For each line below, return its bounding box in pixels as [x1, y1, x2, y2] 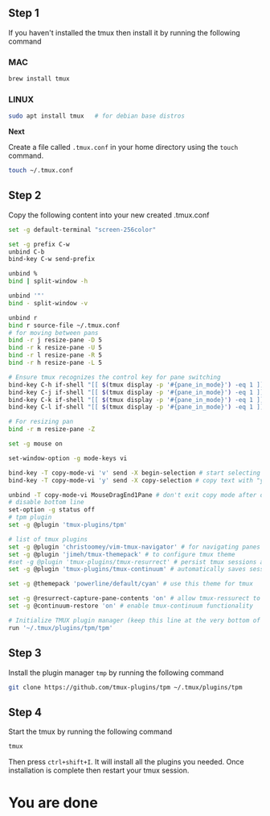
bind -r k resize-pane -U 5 [8, 344, 103, 352]
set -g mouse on [8, 440, 63, 448]
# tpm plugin [8, 513, 52, 522]
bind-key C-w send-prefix [8, 255, 95, 263]
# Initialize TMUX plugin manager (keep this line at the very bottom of [8, 616, 261, 624]
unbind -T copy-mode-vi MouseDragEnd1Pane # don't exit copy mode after [8, 491, 257, 499]
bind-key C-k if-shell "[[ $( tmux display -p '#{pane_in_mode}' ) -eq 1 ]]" [8, 396, 268, 404]
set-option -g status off [8, 506, 95, 514]
